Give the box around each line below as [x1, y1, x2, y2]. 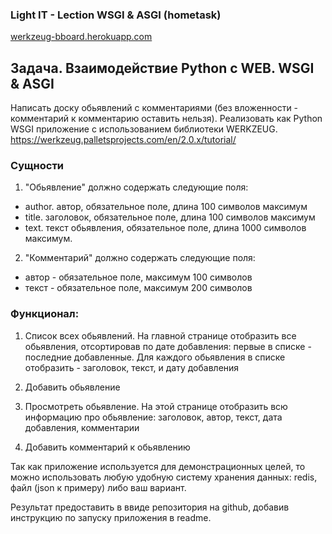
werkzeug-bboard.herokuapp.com [10, 31, 153, 43]
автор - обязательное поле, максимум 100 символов [24, 271, 253, 283]
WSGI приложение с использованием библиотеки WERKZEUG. [10, 123, 278, 135]
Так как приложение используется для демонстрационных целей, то [10, 460, 306, 472]
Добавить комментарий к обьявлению [24, 441, 191, 453]
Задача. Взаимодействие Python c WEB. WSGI [10, 59, 315, 77]
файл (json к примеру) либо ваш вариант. [10, 481, 187, 493]
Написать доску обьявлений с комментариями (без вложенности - [10, 102, 299, 114]
